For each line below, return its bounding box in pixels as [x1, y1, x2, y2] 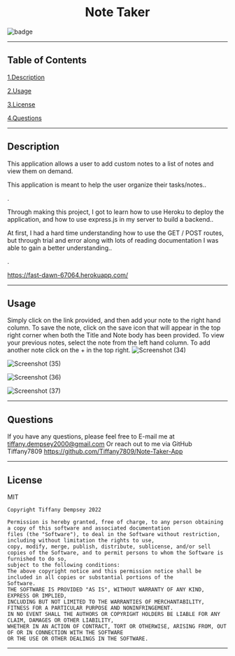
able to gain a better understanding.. [7, 243, 113, 252]
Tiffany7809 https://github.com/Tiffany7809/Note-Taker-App [7, 447, 183, 456]
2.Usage [7, 86, 31, 95]
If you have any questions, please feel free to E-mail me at [7, 432, 175, 441]
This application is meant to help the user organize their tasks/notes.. [7, 180, 206, 189]
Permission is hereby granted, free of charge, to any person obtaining [7, 518, 224, 526]
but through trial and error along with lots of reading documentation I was [7, 236, 219, 244]
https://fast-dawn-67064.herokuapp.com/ [7, 271, 129, 279]
